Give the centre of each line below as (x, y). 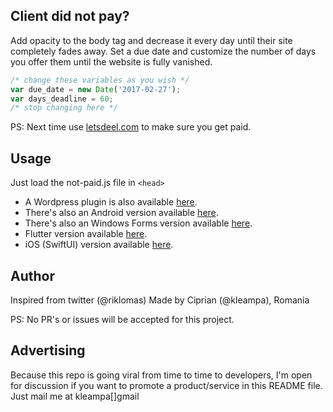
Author (32, 275)
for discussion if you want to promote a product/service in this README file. (166, 385)
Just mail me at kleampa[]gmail (75, 396)
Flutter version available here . (86, 234)
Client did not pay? (70, 16)
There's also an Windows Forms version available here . (138, 223)
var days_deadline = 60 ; (62, 99)
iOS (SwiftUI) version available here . (99, 245)
